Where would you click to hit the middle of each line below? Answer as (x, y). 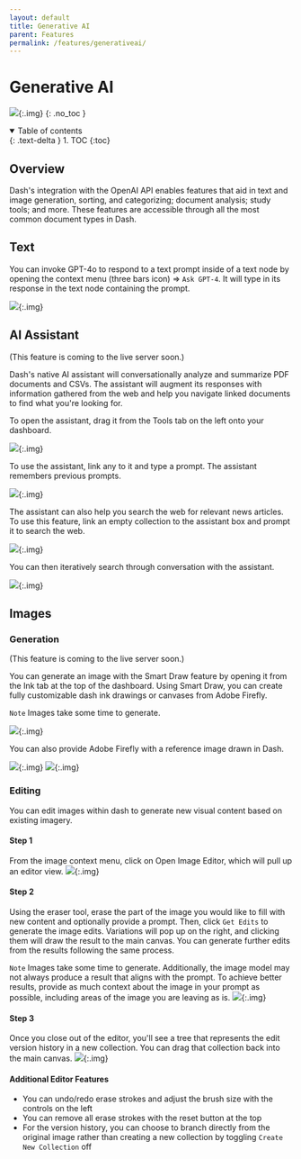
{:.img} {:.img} (49, 767)
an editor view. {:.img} (55, 871)
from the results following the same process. (92, 950)
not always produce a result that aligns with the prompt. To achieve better (146, 977)
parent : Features (42, 34)
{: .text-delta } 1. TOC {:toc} (60, 140)
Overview (37, 169)
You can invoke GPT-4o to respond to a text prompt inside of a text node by (149, 269)
